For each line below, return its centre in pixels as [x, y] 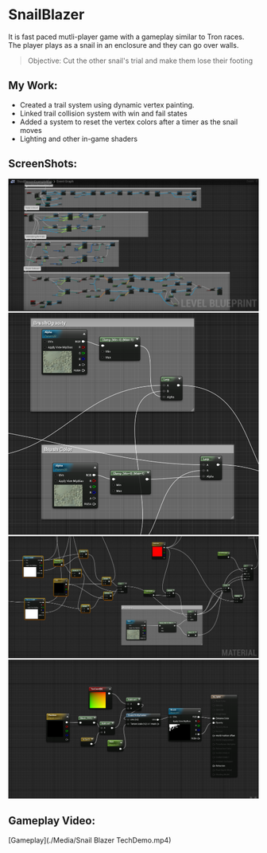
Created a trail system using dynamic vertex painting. [107, 104]
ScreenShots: [43, 164]
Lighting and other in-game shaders [78, 139]
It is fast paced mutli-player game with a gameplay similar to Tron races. [126, 37]
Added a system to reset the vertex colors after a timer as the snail [129, 122]
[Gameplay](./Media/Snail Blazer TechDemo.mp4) [90, 840]
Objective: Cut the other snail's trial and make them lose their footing [140, 61]
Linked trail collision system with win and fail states [104, 113]
